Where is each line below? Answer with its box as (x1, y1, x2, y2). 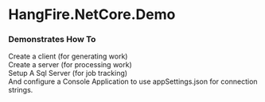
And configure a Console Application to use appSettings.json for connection (8, 77, 258, 86)
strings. (8, 85, 33, 95)
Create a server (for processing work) (8, 60, 133, 70)
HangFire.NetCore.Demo (8, 6, 176, 24)
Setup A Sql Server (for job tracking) (8, 69, 128, 78)
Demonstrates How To (8, 34, 96, 45)
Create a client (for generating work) (8, 51, 128, 61)
